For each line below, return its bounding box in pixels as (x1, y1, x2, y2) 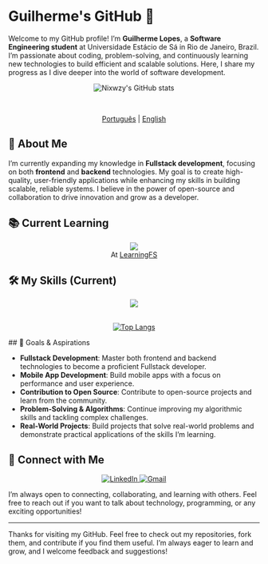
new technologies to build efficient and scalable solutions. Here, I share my (8, 59, 255, 69)
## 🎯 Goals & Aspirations (8, 338, 90, 348)
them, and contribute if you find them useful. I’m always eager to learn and (8, 538, 254, 548)
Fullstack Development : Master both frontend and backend (19, 353, 217, 363)
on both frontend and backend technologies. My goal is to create (8, 167, 224, 177)
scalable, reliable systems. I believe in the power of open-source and (8, 184, 235, 193)
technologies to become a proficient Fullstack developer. (19, 362, 207, 371)
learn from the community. (19, 395, 108, 406)
